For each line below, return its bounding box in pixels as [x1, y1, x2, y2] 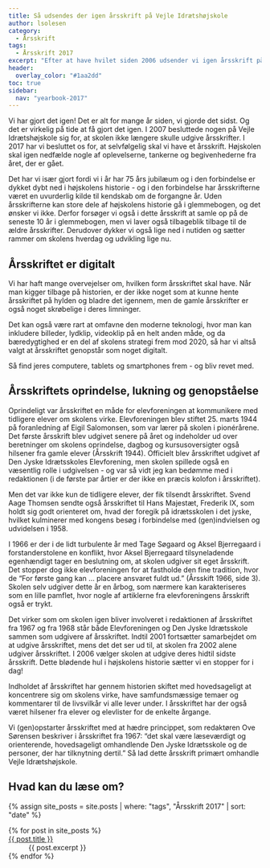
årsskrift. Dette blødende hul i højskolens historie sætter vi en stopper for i [8, 657, 255, 667]
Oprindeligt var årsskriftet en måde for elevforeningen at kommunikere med [8, 405, 259, 415]
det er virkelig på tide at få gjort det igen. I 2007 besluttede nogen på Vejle [8, 125, 255, 134]
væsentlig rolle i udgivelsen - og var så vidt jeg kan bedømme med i [8, 465, 233, 475]
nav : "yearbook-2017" [15, 94, 88, 102]
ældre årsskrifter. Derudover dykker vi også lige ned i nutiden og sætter [8, 226, 245, 235]
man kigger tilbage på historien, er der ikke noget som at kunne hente [8, 287, 239, 297]
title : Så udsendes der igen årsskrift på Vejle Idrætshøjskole [8, 11, 228, 20]
